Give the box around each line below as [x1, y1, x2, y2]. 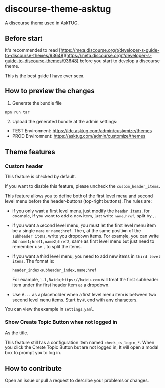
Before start [5, 34, 43, 43]
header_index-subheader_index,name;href [12, 268, 97, 273]
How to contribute [5, 364, 62, 373]
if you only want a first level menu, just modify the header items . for [12, 208, 150, 214]
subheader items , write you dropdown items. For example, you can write [12, 233, 159, 239]
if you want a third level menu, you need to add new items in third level [12, 253, 161, 259]
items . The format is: [12, 259, 55, 264]
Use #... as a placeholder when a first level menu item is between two [12, 292, 157, 298]
